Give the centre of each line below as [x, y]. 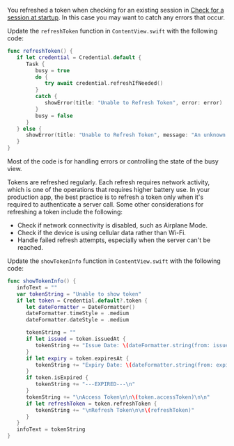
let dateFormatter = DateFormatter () [80, 307]
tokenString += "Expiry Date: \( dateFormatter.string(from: [124, 365]
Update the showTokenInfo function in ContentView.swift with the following [114, 261]
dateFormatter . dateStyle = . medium [77, 320]
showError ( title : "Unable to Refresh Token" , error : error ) [133, 103]
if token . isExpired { [57, 378]
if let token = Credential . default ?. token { [82, 301]
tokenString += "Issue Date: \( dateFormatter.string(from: [123, 345]
